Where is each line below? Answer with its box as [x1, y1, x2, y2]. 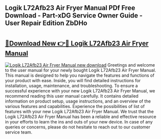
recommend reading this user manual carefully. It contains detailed [5, 93, 139, 99]
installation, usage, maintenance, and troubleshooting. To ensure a [5, 83, 138, 88]
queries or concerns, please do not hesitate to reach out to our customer [5, 124, 151, 130]
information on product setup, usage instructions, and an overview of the [5, 98, 151, 104]
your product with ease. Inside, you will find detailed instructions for [5, 78, 141, 83]
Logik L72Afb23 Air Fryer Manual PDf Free [5, 4, 135, 12]
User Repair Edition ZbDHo [5, 19, 87, 27]
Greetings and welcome [107, 62, 155, 68]
